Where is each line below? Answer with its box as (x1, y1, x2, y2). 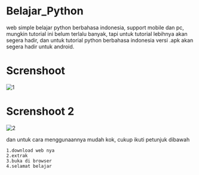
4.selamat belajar (6, 163, 52, 169)
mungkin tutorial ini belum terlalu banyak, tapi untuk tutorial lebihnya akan (6, 30, 188, 37)
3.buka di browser (6, 158, 52, 164)
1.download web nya (6, 148, 55, 153)
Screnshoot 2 (6, 105, 75, 118)
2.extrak (6, 152, 28, 159)
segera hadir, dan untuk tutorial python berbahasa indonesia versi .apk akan (6, 36, 194, 44)
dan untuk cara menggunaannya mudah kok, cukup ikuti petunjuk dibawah (6, 136, 190, 143)
